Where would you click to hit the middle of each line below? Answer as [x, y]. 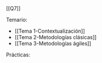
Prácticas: [18, 55]
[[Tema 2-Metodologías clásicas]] [55, 37]
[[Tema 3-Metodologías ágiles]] [53, 43]
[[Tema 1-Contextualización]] [50, 31]
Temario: [17, 20]
